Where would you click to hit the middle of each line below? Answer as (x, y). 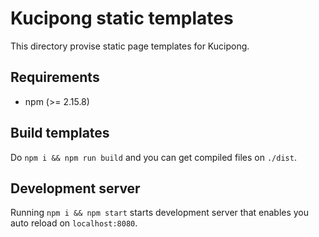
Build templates (60, 133)
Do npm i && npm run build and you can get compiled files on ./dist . (153, 157)
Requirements (55, 77)
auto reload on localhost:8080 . (74, 223)
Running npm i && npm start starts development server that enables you (160, 213)
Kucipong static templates (122, 18)
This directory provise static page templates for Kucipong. (130, 46)
